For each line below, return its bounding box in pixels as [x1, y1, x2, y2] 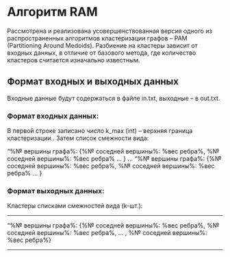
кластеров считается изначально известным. [7, 56, 140, 64]
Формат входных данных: [7, 111, 99, 121]
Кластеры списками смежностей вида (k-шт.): [7, 201, 143, 210]
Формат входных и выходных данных [7, 76, 179, 88]
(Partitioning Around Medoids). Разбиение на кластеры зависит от [7, 41, 199, 49]
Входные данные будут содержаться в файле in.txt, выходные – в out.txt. [7, 94, 220, 102]
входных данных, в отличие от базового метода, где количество [7, 49, 196, 57]
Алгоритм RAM [7, 4, 98, 20]
